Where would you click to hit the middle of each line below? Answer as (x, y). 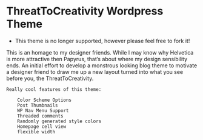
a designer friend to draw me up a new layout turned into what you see (95, 72)
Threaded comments (40, 116)
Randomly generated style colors (59, 121)
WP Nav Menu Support (43, 110)
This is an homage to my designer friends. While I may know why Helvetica (100, 52)
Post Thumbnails (38, 105)
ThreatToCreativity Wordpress (85, 11)
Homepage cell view (42, 126)
